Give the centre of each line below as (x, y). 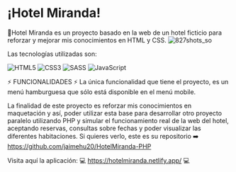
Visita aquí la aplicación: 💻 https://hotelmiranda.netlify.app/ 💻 (99, 160)
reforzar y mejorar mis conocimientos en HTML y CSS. (87, 40)
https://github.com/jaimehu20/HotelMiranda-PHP (79, 146)
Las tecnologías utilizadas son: (52, 54)
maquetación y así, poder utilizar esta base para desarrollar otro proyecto (114, 113)
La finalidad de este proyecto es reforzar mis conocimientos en (100, 105)
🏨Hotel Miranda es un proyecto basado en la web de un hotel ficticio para (114, 33)
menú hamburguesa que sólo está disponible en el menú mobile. (102, 92)
